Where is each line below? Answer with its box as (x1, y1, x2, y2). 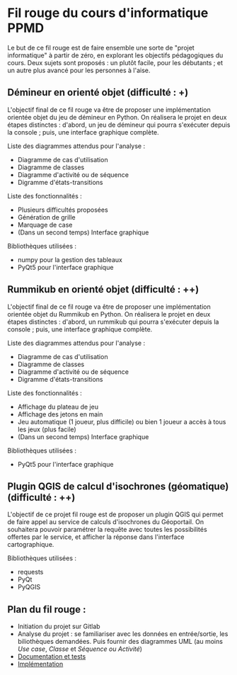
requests (17, 568, 44, 577)
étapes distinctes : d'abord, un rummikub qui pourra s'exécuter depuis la (7, 317, 219, 326)
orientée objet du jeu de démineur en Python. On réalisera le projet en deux (7, 113, 227, 121)
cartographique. (7, 540, 54, 549)
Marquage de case (17, 220, 73, 229)
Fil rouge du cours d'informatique (7, 5, 209, 21)
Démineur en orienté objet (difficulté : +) (7, 86, 189, 98)
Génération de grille (17, 212, 76, 221)
